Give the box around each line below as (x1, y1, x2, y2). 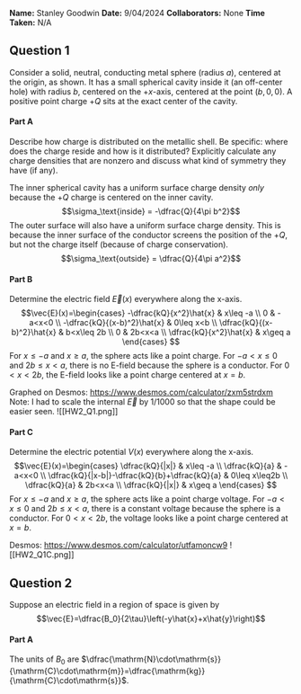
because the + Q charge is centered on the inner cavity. (9, 192, 214, 203)
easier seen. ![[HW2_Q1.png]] (9, 406, 119, 417)
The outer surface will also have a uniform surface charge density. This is (9, 220, 281, 231)
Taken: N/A (9, 17, 52, 28)
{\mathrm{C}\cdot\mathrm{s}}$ (9, 675, 128, 686)
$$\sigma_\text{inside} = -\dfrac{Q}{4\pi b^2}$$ (61, 206, 241, 217)
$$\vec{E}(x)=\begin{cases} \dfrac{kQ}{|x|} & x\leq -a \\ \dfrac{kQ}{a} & (13, 460, 283, 471)
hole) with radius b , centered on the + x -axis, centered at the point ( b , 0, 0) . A (9, 85, 293, 97)
